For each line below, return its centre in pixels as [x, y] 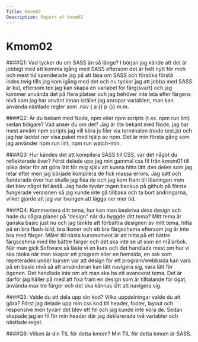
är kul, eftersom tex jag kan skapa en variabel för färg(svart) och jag [89, 88]
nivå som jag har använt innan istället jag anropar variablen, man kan [90, 101]
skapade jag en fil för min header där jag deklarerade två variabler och [92, 316]
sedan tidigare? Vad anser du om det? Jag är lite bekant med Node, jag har [98, 124]
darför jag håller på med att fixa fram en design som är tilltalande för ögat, [96, 279]
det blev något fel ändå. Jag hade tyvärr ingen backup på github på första [96, 186]
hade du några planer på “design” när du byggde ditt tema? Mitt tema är [94, 217]
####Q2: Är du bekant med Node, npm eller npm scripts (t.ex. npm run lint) [98, 118]
